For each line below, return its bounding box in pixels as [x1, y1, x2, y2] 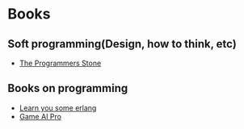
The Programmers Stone [19, 58, 102, 68]
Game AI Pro [19, 111, 62, 121]
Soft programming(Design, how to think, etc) [7, 37, 238, 51]
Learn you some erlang [19, 102, 97, 113]
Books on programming [7, 81, 128, 95]
